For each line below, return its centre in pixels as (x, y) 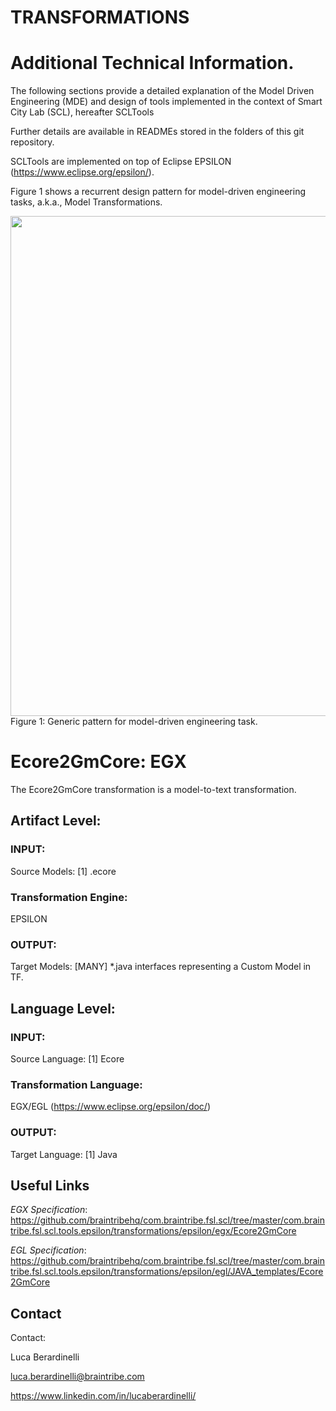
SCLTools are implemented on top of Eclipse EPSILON (121, 162)
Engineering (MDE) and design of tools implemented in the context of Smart (166, 102)
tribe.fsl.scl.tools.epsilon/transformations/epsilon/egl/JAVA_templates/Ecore (167, 1272)
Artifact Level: (56, 821)
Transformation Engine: (69, 897)
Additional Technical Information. (152, 63)
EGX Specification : (49, 1210)
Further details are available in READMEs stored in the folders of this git (157, 132)
